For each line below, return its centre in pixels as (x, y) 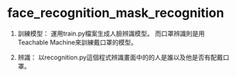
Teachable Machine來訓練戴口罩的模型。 (77, 42)
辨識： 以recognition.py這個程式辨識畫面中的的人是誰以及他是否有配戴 (120, 57)
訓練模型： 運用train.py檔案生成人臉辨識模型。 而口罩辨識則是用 (111, 33)
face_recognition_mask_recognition (116, 13)
